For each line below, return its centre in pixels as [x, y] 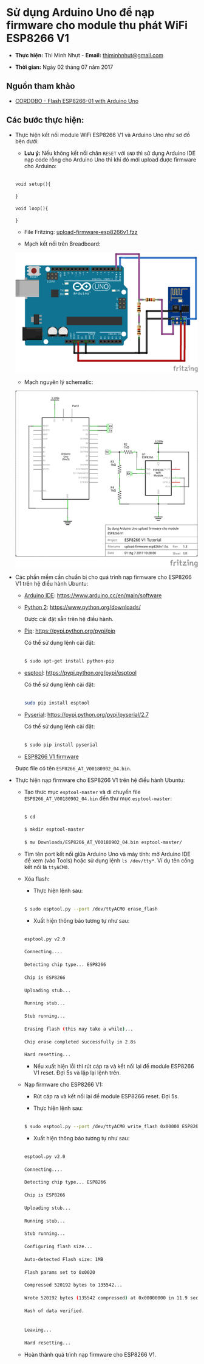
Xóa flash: [37, 879]
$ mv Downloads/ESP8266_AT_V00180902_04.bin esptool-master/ [103, 843]
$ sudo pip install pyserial [61, 745]
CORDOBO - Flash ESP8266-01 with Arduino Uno [76, 101]
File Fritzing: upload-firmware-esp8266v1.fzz [81, 232]
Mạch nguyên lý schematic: [59, 382]
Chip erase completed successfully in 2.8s [80, 1042]
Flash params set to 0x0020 [59, 1272]
